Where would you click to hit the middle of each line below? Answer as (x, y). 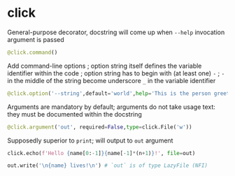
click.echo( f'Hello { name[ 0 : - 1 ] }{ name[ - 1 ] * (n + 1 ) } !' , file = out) (101, 153)
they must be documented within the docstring (74, 114)
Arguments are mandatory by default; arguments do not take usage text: (111, 107)
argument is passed (36, 39)
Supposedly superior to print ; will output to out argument (90, 140)
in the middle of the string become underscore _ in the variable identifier (112, 80)
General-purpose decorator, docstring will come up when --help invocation (116, 32)
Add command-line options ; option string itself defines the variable (105, 66)
